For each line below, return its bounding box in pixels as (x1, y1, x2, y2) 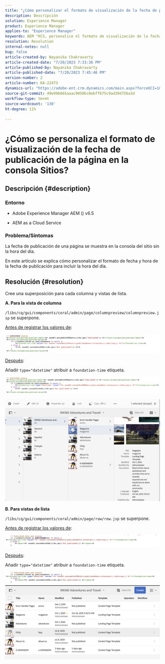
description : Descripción (5, 13, 58, 18)
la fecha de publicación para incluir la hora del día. (5, 263, 107, 269)
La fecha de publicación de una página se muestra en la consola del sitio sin (5, 243, 160, 249)
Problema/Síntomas (5, 232, 54, 239)
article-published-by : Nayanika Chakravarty (5, 65, 98, 70)
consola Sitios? (5, 165, 69, 176)
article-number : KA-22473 (5, 81, 58, 86)
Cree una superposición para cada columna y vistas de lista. (5, 291, 128, 297)
